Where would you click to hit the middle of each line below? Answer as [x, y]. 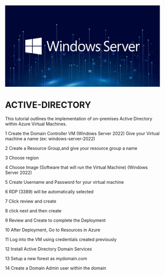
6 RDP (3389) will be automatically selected [49, 192]
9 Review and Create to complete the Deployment [55, 220]
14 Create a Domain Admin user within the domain [56, 268]
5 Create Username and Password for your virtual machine [65, 182]
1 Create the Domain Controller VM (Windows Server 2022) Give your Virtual [82, 134]
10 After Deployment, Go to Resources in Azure [53, 230]
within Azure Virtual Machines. [36, 124]
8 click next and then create [33, 211]
